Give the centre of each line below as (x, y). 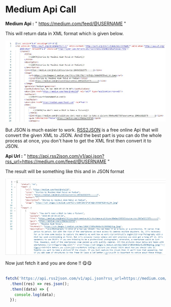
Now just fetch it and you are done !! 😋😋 (49, 263)
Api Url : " (16, 156)
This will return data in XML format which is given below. (64, 33)
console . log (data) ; (35, 295)
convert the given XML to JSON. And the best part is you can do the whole (83, 135)
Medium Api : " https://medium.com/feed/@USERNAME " (66, 23)
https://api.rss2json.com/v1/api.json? (66, 156)
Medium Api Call (41, 9)
